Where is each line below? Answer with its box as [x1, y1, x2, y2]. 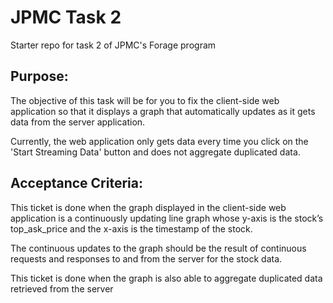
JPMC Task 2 [10, 6, 122, 29]
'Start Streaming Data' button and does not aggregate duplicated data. [10, 146, 301, 158]
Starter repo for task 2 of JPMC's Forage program [10, 39, 217, 51]
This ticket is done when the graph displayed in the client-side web [10, 201, 287, 213]
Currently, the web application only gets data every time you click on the [10, 135, 309, 147]
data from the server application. [10, 116, 146, 128]
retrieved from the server [10, 282, 114, 295]
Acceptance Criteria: [10, 175, 143, 192]
